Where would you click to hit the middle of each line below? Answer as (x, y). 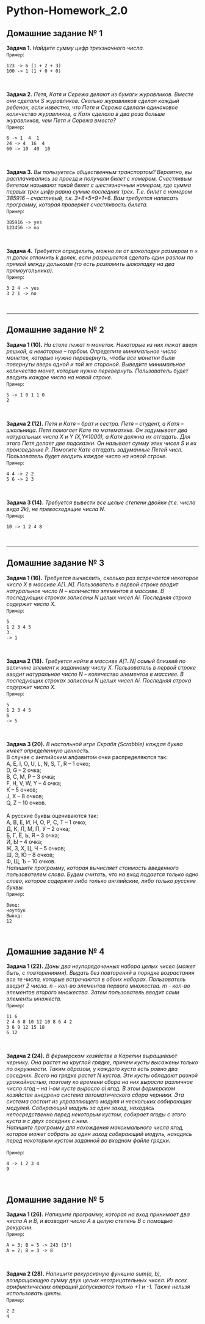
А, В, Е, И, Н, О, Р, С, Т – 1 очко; (47, 822)
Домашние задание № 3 (56, 563)
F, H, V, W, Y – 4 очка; (34, 783)
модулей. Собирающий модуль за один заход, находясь (80, 1108)
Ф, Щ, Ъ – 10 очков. (31, 861)
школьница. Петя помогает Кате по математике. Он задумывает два (97, 430)
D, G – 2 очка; (24, 770)
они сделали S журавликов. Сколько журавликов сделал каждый (93, 101)
